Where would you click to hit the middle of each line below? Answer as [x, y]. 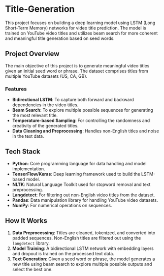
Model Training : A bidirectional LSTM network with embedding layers [83, 248]
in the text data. [28, 136]
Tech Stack [23, 152]
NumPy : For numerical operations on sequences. [62, 205]
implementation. [29, 169]
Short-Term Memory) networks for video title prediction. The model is [76, 28]
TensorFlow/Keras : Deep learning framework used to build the [76, 174]
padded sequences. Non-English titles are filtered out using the [77, 238]
